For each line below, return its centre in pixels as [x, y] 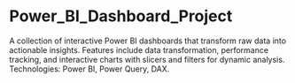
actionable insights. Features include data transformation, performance [139, 49]
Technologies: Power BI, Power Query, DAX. [89, 69]
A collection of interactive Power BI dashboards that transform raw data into [147, 41]
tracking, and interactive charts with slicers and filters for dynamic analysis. [147, 59]
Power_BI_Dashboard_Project [121, 16]
